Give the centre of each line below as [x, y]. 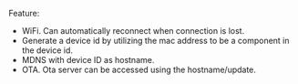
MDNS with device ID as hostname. [88, 60]
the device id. [47, 50]
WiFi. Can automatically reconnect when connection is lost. [133, 31]
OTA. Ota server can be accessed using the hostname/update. [139, 69]
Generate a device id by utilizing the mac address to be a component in [155, 41]
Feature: [24, 13]
